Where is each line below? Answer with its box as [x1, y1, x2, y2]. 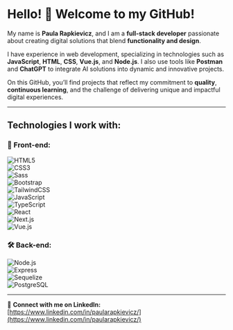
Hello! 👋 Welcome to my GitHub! [7, 6, 196, 22]
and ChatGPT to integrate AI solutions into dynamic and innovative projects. [7, 64, 225, 73]
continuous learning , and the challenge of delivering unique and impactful [7, 85, 221, 94]
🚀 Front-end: [7, 140, 51, 150]
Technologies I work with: [7, 119, 121, 131]
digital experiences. [7, 93, 64, 101]
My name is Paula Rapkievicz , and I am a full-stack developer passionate [7, 29, 220, 37]
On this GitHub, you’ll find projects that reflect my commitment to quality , [7, 78, 217, 86]
